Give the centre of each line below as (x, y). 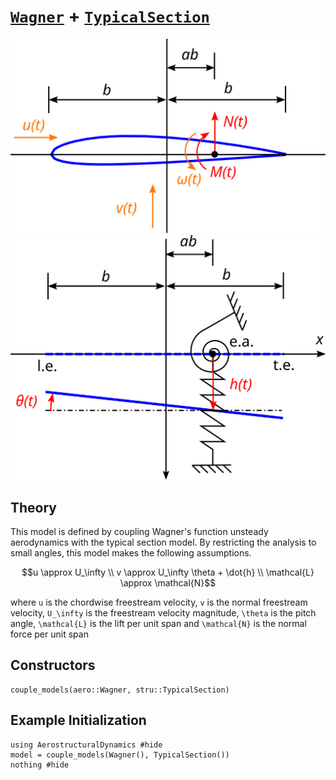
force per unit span (49, 634)
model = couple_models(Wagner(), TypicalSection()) (120, 755)
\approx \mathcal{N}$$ (168, 583)
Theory (34, 507)
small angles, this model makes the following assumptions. (131, 553)
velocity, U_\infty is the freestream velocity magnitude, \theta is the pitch (163, 613)
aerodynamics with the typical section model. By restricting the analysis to (163, 542)
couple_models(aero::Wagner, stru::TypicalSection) (120, 690)
